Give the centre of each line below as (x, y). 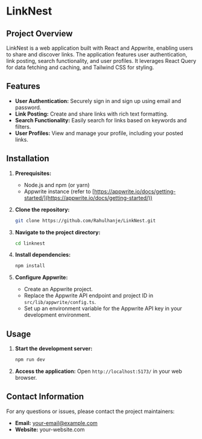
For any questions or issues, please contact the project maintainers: (90, 411)
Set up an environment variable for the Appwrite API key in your (103, 309)
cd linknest (30, 243)
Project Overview (39, 34)
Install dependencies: (43, 255)
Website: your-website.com (50, 429)
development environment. (57, 315)
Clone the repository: (42, 210)
